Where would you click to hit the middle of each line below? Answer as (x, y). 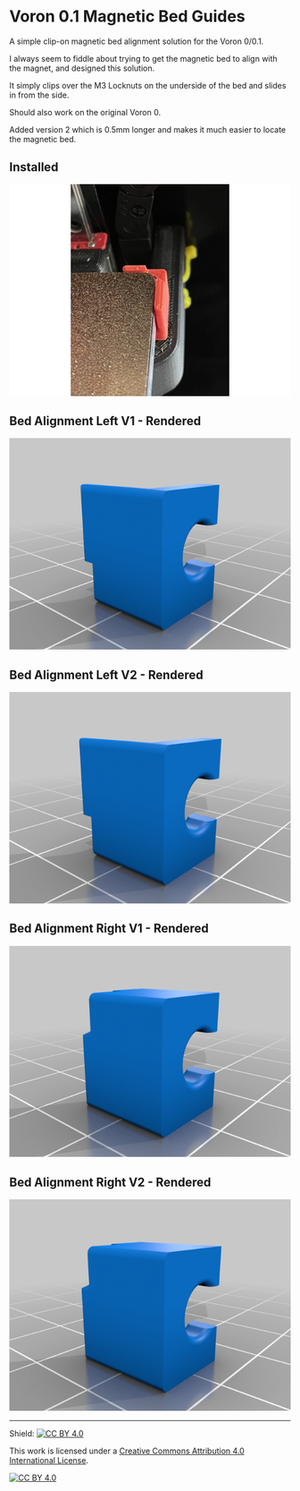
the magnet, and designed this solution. (82, 68)
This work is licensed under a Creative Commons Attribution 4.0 (127, 1451)
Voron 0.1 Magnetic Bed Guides (127, 17)
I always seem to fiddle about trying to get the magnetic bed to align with (144, 58)
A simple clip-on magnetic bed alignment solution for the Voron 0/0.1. (137, 41)
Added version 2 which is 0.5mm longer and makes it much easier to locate (148, 129)
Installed (34, 167)
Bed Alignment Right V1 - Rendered (109, 929)
